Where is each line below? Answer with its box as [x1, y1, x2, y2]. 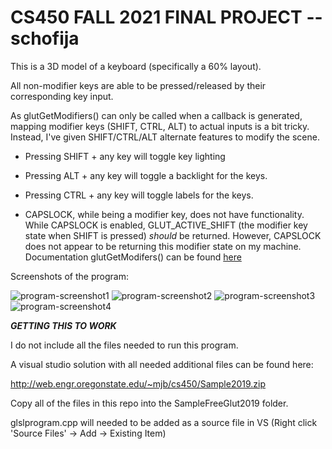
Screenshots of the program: [10, 270, 129, 282]
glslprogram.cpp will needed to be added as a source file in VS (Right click [10, 416, 318, 428]
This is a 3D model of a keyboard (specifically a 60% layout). [10, 60, 262, 72]
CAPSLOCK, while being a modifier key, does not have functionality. [24, 208, 305, 220]
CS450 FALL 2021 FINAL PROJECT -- [10, 6, 323, 29]
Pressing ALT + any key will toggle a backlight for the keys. [24, 169, 268, 181]
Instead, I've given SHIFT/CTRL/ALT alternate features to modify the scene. [10, 131, 320, 143]
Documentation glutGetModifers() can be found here [24, 251, 242, 263]
